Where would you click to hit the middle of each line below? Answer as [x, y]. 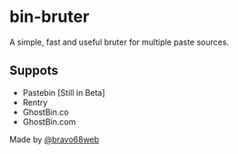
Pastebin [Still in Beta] [64, 92]
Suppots [34, 71]
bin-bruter [50, 17]
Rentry [35, 102]
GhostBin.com [49, 121]
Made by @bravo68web [55, 139]
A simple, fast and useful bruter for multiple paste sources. [119, 42]
